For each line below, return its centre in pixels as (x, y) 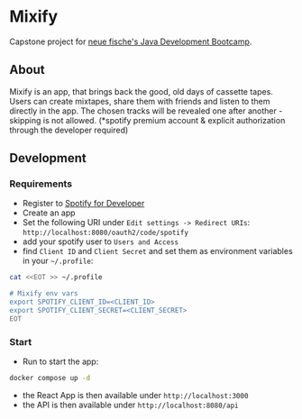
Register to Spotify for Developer (83, 204)
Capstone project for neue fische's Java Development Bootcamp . (131, 41)
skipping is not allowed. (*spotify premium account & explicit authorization (147, 120)
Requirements (41, 184)
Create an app (49, 213)
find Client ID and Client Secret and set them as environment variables (157, 251)
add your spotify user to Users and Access (100, 241)
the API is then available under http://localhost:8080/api (130, 405)
